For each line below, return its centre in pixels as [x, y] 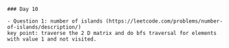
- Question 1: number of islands [55, 21]
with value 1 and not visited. [52, 39]
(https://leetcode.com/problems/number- [164, 21]
